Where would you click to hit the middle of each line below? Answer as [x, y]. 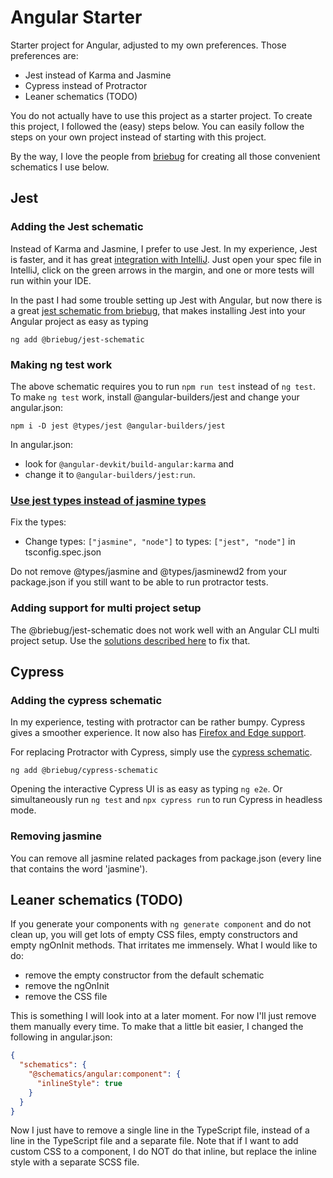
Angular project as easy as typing [79, 321]
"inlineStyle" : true [79, 1083]
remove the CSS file [66, 997]
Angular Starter [76, 17]
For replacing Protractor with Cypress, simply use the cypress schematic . [161, 752]
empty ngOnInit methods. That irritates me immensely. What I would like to [164, 945]
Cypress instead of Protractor [86, 85]
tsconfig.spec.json [63, 552]
